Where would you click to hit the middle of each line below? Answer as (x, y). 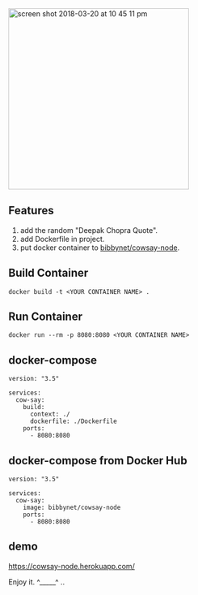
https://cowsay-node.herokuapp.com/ (72, 566)
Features (31, 211)
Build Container (48, 273)
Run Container (46, 317)
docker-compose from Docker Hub (98, 461)
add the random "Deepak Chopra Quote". (89, 230)
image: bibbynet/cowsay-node (72, 508)
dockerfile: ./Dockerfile (73, 421)
